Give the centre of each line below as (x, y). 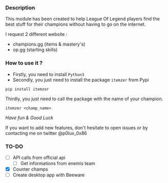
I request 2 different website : (36, 34)
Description (20, 8)
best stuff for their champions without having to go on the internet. (76, 24)
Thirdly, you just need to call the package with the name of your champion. (84, 99)
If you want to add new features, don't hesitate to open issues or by (77, 127)
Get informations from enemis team (58, 163)
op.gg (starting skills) (35, 50)
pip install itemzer (27, 89)
